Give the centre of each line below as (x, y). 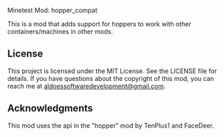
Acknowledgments (50, 108)
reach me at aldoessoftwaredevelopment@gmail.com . (86, 86)
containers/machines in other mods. (60, 32)
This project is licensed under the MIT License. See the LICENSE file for (112, 71)
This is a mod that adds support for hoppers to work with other (100, 24)
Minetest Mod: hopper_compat (53, 10)
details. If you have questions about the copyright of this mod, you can (111, 78)
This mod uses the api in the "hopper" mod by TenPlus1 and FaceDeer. (111, 125)
